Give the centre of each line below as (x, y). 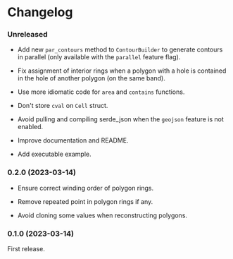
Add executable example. (54, 154)
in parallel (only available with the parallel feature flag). (99, 57)
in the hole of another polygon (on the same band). (91, 78)
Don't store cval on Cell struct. (63, 106)
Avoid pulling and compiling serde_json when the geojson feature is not (120, 119)
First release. (26, 249)
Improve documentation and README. (73, 140)
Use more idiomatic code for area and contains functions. (101, 92)
